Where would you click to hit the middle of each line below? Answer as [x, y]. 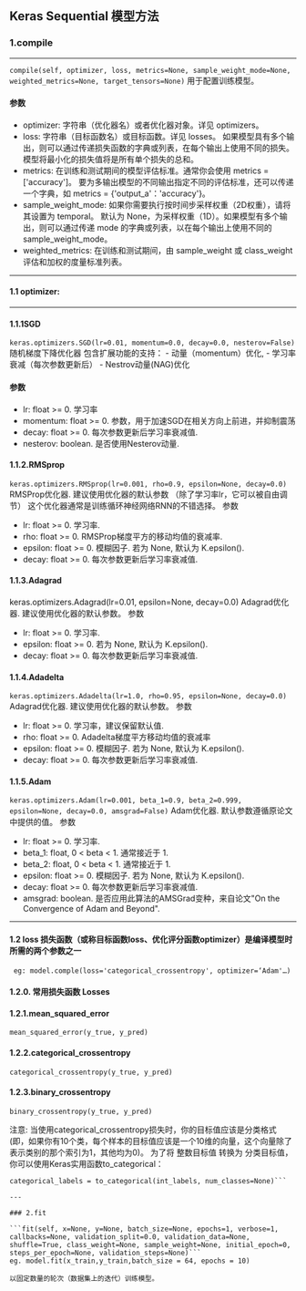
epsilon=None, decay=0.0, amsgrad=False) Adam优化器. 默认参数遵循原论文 [151, 811]
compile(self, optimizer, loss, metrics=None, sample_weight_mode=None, [150, 70]
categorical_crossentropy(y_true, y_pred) [91, 1072]
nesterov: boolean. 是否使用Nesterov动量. [101, 443]
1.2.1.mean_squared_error [60, 1013]
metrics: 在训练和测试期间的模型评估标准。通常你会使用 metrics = [146, 170]
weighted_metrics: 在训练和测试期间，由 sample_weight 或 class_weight [158, 250]
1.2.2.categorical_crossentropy [70, 1052]
